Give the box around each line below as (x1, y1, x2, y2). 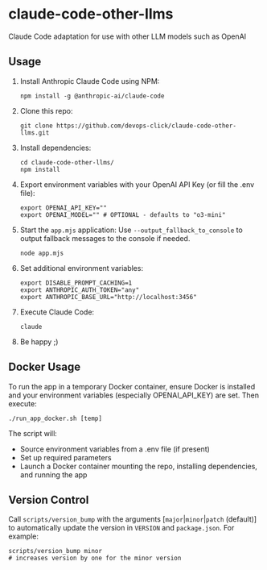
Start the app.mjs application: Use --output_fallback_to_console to (19, 225, 243, 235)
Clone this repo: (19, 106, 73, 115)
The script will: (8, 428, 58, 438)
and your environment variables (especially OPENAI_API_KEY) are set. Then (8, 390, 260, 400)
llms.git (19, 128, 50, 137)
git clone (19, 122, 54, 130)
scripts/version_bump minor (8, 547, 103, 555)
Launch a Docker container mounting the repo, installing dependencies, (19, 461, 257, 471)
